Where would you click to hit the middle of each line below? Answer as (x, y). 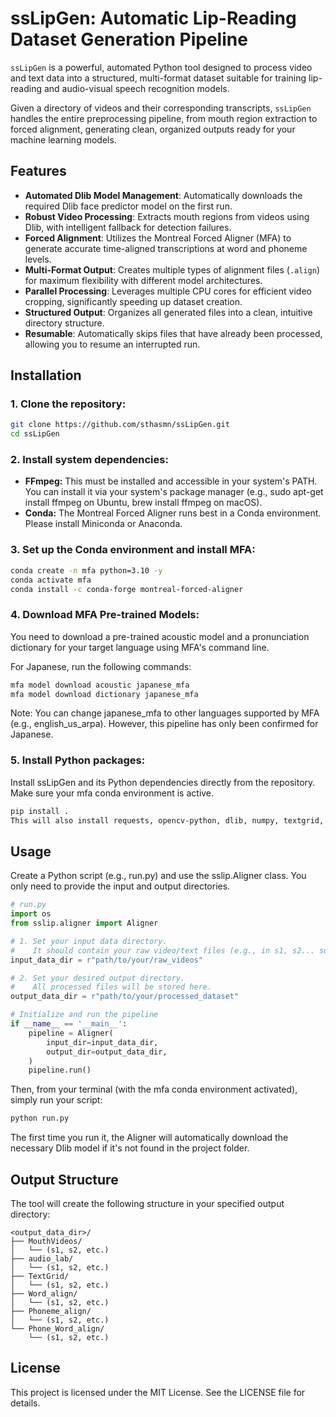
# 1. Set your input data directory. (89, 941)
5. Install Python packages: (78, 760)
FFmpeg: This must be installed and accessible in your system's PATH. (171, 481)
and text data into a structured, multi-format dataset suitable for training (158, 78)
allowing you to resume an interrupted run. (112, 344)
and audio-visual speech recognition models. (136, 88)
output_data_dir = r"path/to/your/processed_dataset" (125, 997)
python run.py (40, 1118)
